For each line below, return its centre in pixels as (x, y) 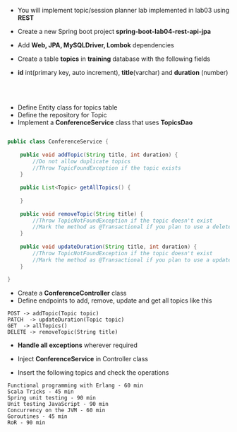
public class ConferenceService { (58, 141)
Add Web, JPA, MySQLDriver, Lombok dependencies (96, 45)
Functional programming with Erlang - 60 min (75, 386)
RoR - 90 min (26, 423)
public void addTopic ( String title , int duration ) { (99, 155)
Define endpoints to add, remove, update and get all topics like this (115, 300)
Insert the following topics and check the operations (93, 373)
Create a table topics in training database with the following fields (114, 59)
